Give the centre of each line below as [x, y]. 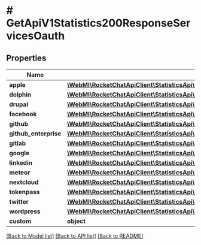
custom [20, 221]
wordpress [25, 211]
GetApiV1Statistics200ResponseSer [98, 23]
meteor [20, 173]
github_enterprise [35, 134]
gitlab [18, 143]
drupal [19, 104]
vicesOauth [36, 36]
